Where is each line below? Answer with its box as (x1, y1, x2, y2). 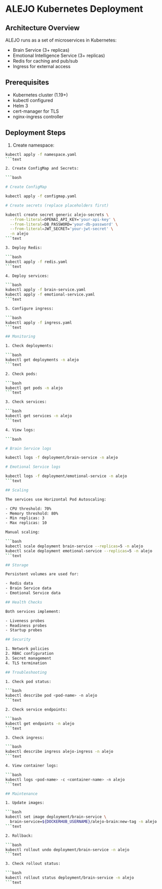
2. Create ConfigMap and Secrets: (5, 166, 79, 171)
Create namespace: (12, 142, 55, 148)
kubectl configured (12, 97, 53, 103)
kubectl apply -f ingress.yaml (5, 320, 72, 325)
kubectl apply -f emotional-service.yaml (5, 292, 95, 297)
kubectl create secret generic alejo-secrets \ (5, 212, 109, 217)
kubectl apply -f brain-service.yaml (5, 287, 86, 293)
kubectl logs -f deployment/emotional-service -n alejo (5, 473, 127, 479)
